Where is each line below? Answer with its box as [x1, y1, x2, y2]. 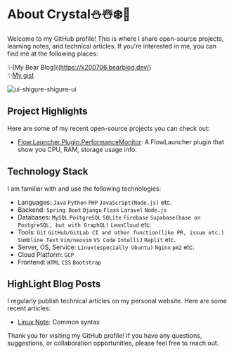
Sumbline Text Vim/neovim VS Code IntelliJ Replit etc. [17, 235, 176, 244]
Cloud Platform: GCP [17, 250, 74, 258]
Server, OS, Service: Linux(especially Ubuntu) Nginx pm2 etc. [17, 243, 195, 251]
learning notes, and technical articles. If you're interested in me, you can [7, 42, 216, 50]
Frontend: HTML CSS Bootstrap [17, 258, 102, 266]
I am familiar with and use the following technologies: [7, 184, 162, 193]
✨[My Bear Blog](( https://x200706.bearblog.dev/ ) [7, 63, 152, 71]
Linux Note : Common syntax [17, 318, 100, 327]
